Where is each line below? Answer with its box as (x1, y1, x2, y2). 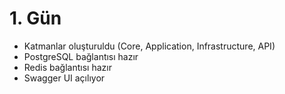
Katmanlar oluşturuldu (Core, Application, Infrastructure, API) (23, 40, 276, 52)
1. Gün (9, 7, 62, 30)
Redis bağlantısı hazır (23, 61, 112, 73)
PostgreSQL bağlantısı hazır (23, 50, 139, 62)
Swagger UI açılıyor (23, 72, 106, 84)
